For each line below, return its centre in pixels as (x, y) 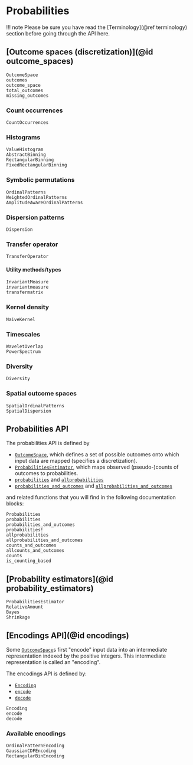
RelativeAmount (25, 607)
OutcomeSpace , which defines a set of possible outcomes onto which (97, 455)
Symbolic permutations (40, 180)
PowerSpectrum (24, 352)
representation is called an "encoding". (53, 662)
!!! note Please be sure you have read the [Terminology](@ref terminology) (97, 27)
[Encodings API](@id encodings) (68, 635)
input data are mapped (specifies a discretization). (76, 461)
